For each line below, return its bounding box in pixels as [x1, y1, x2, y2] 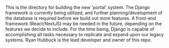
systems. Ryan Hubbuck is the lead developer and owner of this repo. [5, 37, 152, 43]
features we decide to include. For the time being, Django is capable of [5, 26, 155, 32]
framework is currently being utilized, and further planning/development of [5, 10, 163, 16]
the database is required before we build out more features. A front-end [5, 15, 156, 21]
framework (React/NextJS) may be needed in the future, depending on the [5, 20, 162, 27]
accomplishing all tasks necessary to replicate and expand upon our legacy [5, 32, 164, 37]
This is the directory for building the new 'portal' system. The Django [5, 5, 150, 10]
